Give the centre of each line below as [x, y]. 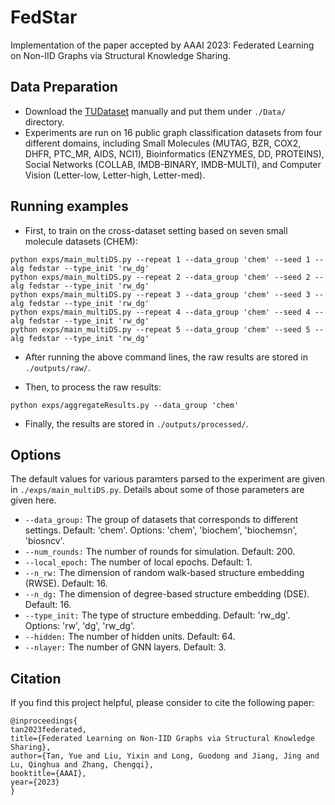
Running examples [69, 206]
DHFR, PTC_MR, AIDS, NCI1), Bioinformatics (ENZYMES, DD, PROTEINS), [174, 153]
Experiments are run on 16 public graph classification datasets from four [173, 132]
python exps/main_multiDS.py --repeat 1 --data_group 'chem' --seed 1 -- [167, 259]
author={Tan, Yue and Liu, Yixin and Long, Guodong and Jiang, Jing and [165, 756]
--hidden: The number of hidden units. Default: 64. [130, 637]
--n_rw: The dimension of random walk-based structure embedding [164, 573]
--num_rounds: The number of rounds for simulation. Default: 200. [160, 552]
